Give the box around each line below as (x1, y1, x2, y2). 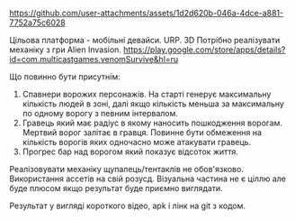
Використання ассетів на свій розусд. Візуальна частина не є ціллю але (9, 173, 286, 184)
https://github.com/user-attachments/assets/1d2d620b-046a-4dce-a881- (9, 8, 284, 18)
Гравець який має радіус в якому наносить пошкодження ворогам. (22, 117, 283, 128)
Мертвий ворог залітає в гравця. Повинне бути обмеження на (22, 127, 263, 138)
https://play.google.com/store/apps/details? (122, 44, 286, 55)
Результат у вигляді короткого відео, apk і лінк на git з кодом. (9, 200, 246, 211)
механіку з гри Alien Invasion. (9, 44, 121, 55)
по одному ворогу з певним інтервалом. (22, 108, 178, 118)
